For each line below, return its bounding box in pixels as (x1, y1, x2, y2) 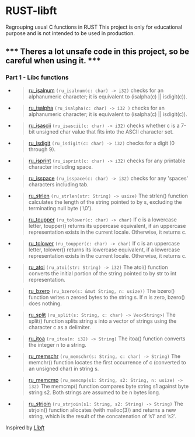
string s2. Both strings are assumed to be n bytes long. (28, 388, 161, 396)
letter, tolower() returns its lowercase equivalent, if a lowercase (28, 246, 180, 253)
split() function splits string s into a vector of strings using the (28, 317, 177, 325)
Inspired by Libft (5, 424, 45, 431)
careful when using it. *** (5, 56, 101, 66)
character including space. (28, 163, 93, 170)
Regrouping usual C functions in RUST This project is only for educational (5, 23, 182, 30)
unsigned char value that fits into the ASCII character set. (36, 128, 174, 135)
